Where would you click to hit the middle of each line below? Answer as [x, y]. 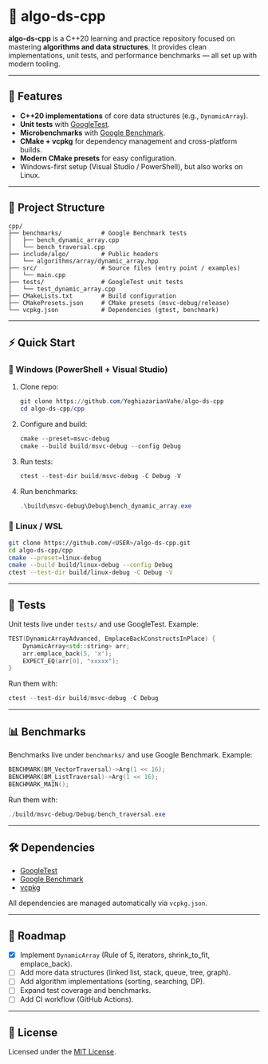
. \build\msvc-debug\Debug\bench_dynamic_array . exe [106, 506]
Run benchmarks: [49, 491]
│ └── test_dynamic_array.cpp [62, 289]
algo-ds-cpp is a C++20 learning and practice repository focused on [122, 38]
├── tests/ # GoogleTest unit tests [96, 282]
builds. [31, 149]
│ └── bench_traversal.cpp [57, 247]
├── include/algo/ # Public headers [83, 254]
